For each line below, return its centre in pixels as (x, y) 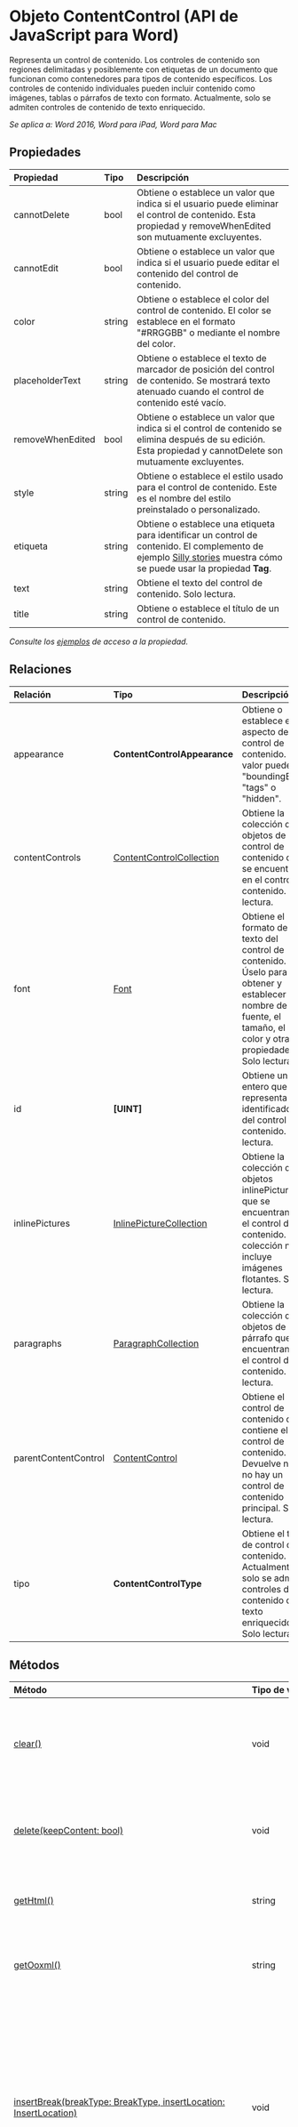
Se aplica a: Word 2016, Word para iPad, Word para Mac (113, 124)
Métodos (35, 1665)
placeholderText (47, 380)
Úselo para (265, 971)
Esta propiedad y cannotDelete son (210, 450)
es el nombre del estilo (184, 498)
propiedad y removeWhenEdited (204, 226)
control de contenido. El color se (204, 310)
